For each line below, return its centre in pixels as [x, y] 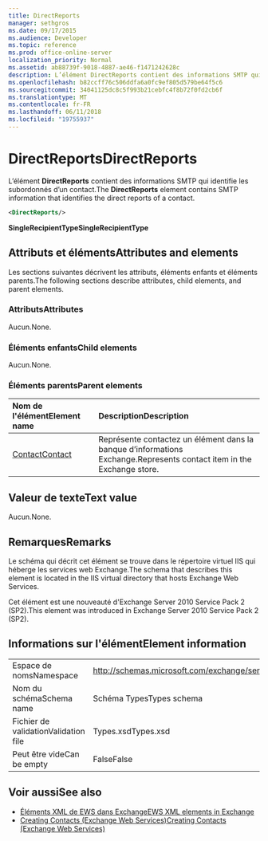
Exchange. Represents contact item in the [175, 459]
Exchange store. [129, 470]
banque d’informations [141, 450]
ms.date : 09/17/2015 [43, 30]
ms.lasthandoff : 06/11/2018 [55, 112]
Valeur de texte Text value [73, 498]
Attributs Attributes [46, 309]
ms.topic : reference [43, 45]
